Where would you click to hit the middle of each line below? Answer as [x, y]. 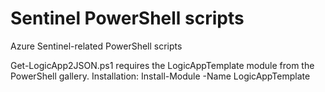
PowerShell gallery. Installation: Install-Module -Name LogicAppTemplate [160, 76]
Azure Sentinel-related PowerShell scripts [96, 46]
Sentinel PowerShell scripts [127, 18]
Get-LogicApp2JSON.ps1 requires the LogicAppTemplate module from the [162, 65]
